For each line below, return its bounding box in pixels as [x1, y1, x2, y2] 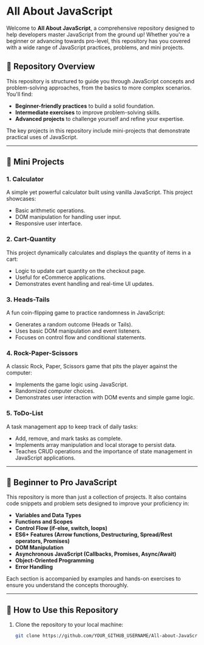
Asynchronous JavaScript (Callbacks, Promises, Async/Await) [15, 550, 177, 557]
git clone [15, 633, 41, 639]
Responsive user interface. [15, 220, 83, 227]
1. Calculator [6, 175, 44, 184]
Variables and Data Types [15, 512, 82, 519]
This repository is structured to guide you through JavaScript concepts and [6, 77, 195, 85]
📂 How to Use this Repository [6, 605, 118, 615]
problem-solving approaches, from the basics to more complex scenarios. [6, 84, 192, 91]
